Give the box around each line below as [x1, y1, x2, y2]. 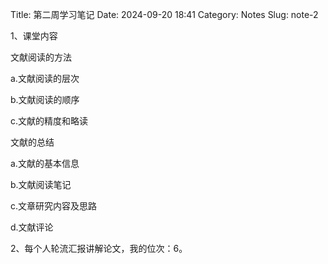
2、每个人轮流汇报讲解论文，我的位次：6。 [10, 243, 188, 254]
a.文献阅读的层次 [10, 73, 80, 84]
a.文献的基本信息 [10, 158, 80, 169]
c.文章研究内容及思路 [10, 200, 98, 212]
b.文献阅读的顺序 [10, 94, 80, 105]
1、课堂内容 [10, 30, 58, 42]
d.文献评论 [10, 221, 54, 233]
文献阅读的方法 [10, 51, 72, 63]
